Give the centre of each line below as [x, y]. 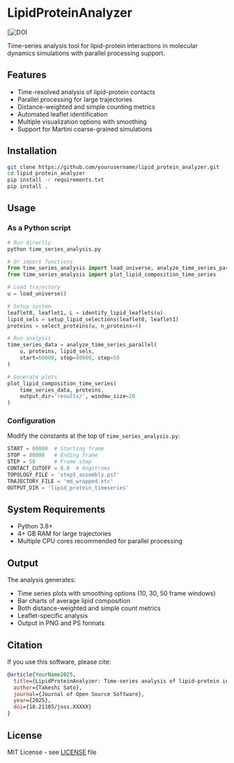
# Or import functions [40, 262]
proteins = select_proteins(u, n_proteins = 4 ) [74, 326]
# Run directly [29, 242]
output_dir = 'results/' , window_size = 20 [78, 397]
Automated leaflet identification [62, 114]
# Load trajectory [34, 288]
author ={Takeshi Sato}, [48, 688]
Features [27, 75]
